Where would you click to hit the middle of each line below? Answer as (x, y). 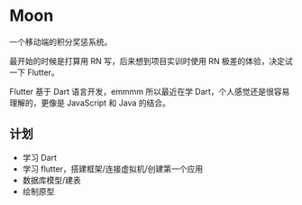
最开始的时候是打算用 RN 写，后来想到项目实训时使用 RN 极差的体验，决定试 (151, 61)
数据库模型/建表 (51, 180)
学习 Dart (39, 157)
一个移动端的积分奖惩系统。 (61, 42)
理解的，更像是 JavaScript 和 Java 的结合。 (90, 102)
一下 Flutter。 (35, 72)
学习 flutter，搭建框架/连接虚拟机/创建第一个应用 (113, 169)
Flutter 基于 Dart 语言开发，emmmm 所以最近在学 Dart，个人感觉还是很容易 (150, 91)
